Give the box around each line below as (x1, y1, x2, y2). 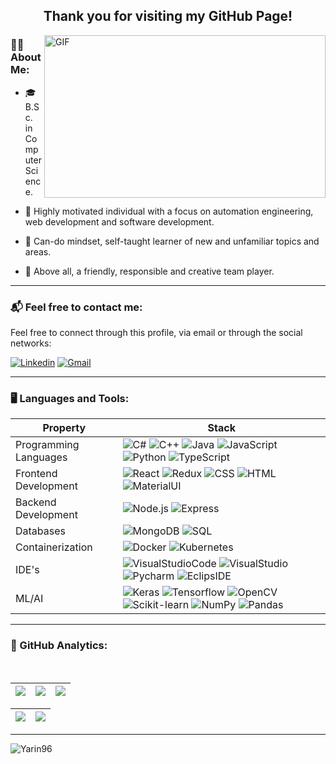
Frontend (15, 467, 58, 481)
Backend (15, 495, 57, 509)
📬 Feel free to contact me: (10, 300, 143, 314)
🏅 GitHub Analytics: (10, 639, 108, 653)
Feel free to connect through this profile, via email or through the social (10, 326, 303, 338)
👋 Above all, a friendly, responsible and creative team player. (24, 265, 275, 277)
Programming (15, 438, 80, 452)
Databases (15, 524, 66, 538)
